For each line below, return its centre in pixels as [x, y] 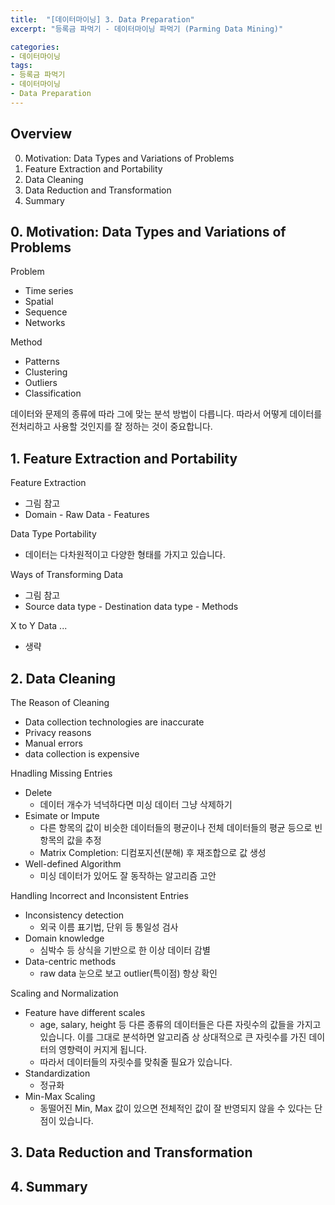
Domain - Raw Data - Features [87, 515]
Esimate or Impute [62, 815]
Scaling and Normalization [64, 993]
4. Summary [49, 1186]
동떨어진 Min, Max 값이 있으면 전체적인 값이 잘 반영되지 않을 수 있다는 [176, 1108]
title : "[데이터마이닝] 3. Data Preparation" [102, 19]
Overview [41, 134]
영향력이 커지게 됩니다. [102, 1049]
